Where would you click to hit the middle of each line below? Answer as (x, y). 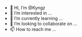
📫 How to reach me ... (33, 29)
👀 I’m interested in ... (31, 13)
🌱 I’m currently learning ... (36, 18)
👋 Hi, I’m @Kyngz (28, 8)
